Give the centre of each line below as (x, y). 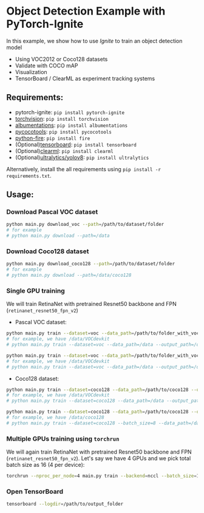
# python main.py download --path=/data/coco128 (69, 275)
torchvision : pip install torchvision (62, 118)
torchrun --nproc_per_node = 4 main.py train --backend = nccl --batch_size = (102, 476)
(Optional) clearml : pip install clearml (64, 151)
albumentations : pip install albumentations (71, 125)
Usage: (20, 195)
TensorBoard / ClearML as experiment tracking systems (85, 78)
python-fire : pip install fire (53, 138)
